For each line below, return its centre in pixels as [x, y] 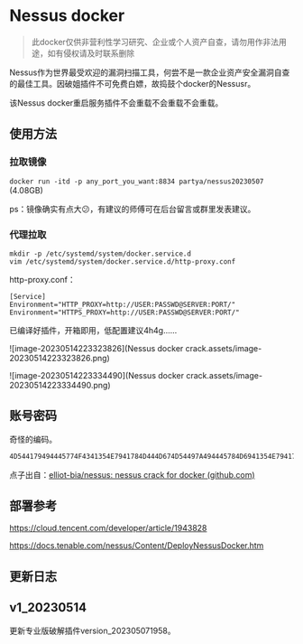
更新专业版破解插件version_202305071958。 [92, 630]
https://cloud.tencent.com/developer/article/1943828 [108, 528]
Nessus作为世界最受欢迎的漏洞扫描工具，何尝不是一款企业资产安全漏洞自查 [150, 72]
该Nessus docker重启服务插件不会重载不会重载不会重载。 [116, 103]
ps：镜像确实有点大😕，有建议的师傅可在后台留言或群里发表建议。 [133, 209]
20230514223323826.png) [60, 358]
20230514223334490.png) [60, 385]
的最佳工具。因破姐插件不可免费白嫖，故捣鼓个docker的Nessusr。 [133, 83]
